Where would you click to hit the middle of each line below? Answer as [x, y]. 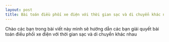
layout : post [19, 10]
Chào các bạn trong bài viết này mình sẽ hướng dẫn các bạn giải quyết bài [82, 28]
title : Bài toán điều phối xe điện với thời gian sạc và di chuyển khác [83, 14]
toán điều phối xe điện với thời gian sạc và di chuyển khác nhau [71, 34]
